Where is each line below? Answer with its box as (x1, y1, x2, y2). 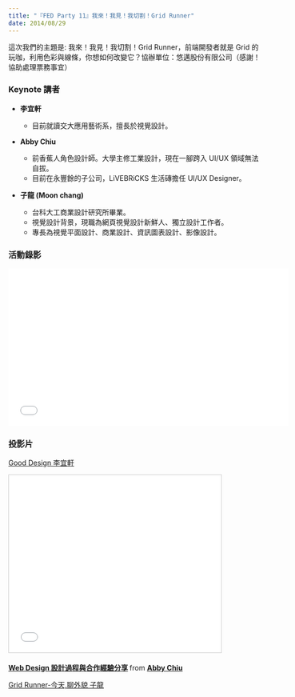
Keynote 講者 (8, 84, 60, 95)
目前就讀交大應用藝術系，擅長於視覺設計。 (31, 121, 173, 130)
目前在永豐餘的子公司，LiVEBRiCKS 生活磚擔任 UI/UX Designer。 (31, 173, 246, 182)
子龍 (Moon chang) (19, 190, 84, 200)
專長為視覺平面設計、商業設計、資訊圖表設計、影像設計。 (31, 227, 221, 237)
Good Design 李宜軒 (8, 458, 74, 468)
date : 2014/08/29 (8, 19, 66, 27)
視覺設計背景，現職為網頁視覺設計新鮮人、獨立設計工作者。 (31, 217, 229, 226)
